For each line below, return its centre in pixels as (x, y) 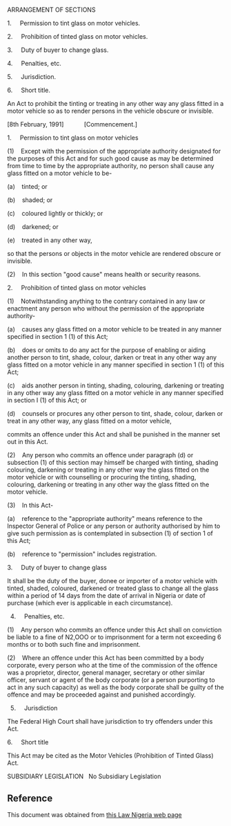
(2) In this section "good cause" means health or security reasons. (104, 275)
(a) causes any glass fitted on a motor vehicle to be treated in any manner (114, 329)
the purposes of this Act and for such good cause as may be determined (110, 158)
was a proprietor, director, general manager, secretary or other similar (106, 672)
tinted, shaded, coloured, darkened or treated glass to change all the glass (113, 588)
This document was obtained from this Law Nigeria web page (94, 815)
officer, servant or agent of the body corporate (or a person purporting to (111, 680)
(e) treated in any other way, (50, 240)
